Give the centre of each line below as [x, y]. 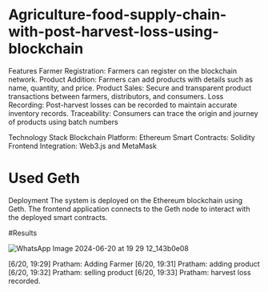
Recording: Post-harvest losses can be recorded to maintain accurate [123, 105]
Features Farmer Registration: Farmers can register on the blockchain [123, 70]
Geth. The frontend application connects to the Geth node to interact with [129, 209]
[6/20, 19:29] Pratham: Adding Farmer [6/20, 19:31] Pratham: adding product [134, 264]
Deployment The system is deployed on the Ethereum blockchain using [126, 200]
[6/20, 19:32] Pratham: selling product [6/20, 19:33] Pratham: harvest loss [130, 272]
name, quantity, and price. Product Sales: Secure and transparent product [130, 88]
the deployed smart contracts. [58, 217]
